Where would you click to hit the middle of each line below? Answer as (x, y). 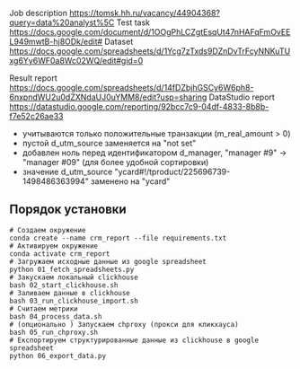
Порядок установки (68, 210)
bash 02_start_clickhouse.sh (64, 285)
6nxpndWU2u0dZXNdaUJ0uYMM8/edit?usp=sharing (108, 97)
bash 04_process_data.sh (56, 316)
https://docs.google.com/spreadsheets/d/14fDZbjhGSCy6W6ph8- (132, 88)
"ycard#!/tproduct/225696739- (172, 171)
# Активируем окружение (54, 246)
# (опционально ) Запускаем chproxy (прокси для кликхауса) (124, 324)
